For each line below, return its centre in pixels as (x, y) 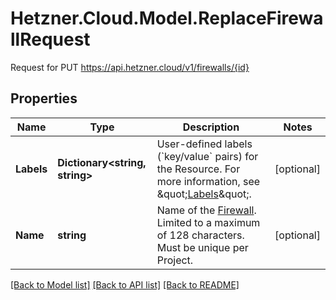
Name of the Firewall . (206, 210)
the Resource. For (198, 169)
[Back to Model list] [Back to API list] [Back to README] (125, 284)
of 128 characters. (200, 235)
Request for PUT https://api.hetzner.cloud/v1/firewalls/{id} (130, 67)
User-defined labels (204, 144)
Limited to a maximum (208, 222)
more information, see (208, 181)
